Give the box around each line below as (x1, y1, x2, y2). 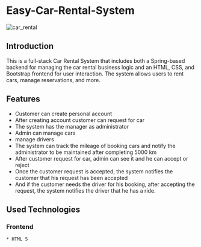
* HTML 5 (6, 236, 28, 242)
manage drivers (14, 135, 54, 143)
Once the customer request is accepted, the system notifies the (14, 167, 173, 175)
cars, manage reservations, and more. (6, 76, 101, 83)
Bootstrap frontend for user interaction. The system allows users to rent (6, 70, 184, 77)
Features (6, 94, 40, 104)
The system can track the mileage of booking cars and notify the (14, 142, 176, 149)
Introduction (6, 41, 54, 51)
